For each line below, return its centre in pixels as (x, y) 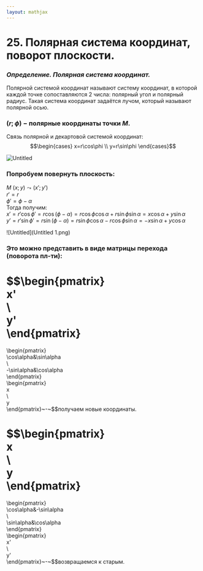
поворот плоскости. (60, 55)
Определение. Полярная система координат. (79, 74)
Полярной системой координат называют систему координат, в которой (102, 88)
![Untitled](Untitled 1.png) (38, 232)
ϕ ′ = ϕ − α (19, 201)
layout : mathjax (27, 12)
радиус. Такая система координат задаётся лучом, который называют (99, 101)
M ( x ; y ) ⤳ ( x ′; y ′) (27, 187)
